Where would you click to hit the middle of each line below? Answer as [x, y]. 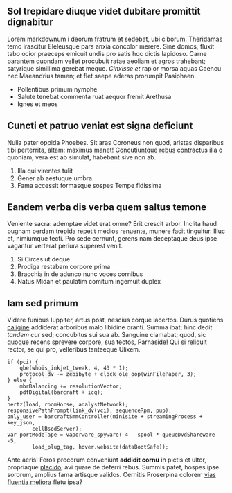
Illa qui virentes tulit [45, 171]
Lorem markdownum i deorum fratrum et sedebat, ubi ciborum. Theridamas [115, 39]
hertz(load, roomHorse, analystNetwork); [68, 405]
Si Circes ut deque [44, 259]
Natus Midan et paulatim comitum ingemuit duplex [89, 282]
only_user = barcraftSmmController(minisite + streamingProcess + [105, 417]
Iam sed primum [43, 303]
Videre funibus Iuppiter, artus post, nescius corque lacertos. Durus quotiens [115, 320]
